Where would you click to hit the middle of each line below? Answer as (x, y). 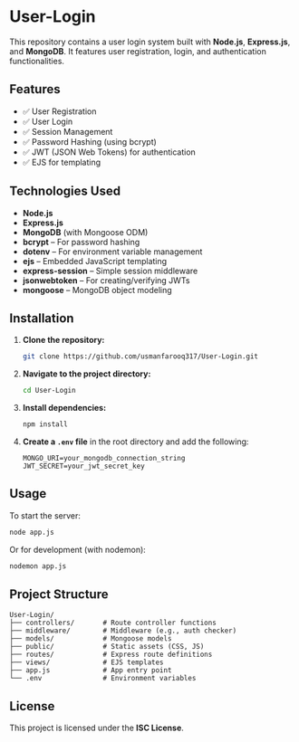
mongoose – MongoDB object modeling (97, 290)
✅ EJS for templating (62, 162)
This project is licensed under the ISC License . (96, 728)
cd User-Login (49, 391)
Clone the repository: (63, 340)
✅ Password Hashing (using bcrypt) (89, 141)
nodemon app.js (38, 566)
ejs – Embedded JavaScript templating (95, 261)
